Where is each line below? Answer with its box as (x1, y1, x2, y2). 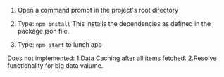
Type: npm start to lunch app (17, 41, 102, 48)
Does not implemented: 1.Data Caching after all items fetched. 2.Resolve (7, 54, 217, 62)
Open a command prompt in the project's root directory (17, 6, 179, 14)
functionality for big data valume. (7, 62, 104, 69)
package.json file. (17, 27, 70, 35)
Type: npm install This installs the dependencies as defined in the (17, 20, 211, 27)
